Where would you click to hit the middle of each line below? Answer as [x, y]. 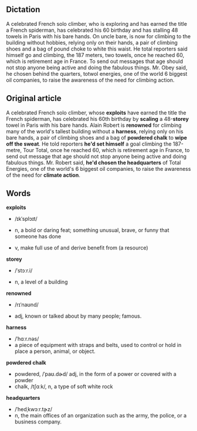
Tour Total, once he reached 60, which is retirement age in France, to [106, 150]
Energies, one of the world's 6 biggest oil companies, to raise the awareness [98, 169]
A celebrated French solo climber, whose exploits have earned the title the [96, 112]
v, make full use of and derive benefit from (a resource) [81, 248]
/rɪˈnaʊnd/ [27, 305]
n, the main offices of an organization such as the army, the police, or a [101, 416]
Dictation [23, 10]
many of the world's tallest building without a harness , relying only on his [95, 131]
